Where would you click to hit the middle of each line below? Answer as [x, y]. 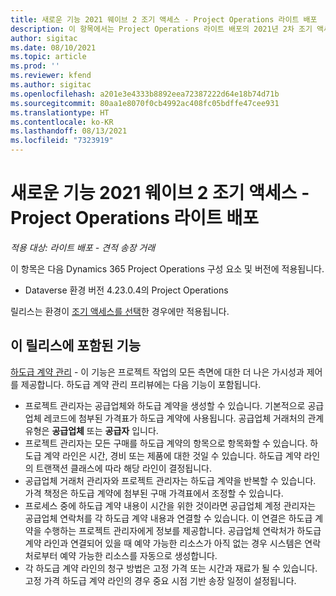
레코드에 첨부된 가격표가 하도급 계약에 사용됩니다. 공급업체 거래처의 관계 [184, 418]
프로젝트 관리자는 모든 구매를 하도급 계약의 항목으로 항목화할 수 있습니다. [166, 443]
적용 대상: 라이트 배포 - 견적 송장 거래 [83, 247]
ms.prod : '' [35, 66]
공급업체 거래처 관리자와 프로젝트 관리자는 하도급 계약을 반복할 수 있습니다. [170, 480]
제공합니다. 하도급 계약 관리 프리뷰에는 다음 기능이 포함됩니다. [141, 384]
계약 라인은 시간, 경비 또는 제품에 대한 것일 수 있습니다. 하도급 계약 [172, 455]
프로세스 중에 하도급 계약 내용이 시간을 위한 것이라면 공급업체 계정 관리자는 [170, 505]
